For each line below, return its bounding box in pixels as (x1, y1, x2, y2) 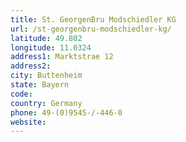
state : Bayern (10, 80, 70, 90)
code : (10, 89, 33, 99)
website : (10, 117, 47, 127)
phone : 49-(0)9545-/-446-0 (10, 107, 123, 118)
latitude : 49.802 (10, 33, 83, 43)
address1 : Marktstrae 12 (10, 52, 114, 62)
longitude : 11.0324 (10, 42, 92, 53)
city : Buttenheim (10, 71, 83, 81)
